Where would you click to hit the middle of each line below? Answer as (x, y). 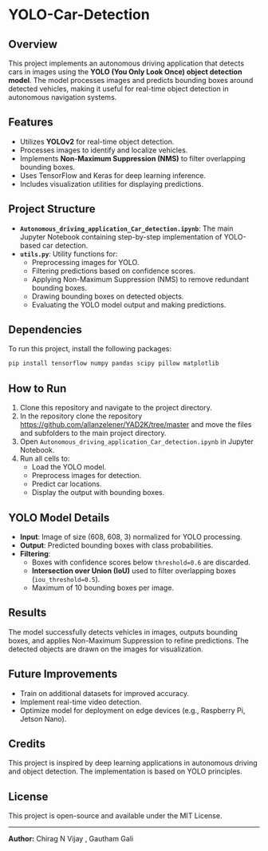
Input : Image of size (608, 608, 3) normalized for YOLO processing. (131, 536)
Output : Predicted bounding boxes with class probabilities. (116, 545)
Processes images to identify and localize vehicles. (104, 150)
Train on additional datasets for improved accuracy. (104, 693)
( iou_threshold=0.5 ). (66, 579)
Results (28, 613)
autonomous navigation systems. (63, 97)
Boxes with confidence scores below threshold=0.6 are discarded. (141, 562)
